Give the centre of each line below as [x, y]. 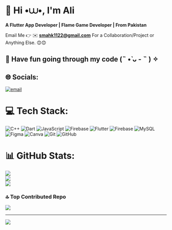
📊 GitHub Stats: [40, 156]
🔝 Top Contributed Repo [36, 197]
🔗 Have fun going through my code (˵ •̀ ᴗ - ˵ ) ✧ [82, 59]
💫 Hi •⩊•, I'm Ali [40, 11]
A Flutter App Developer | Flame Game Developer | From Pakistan [76, 25]
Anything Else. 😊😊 [26, 43]
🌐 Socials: [22, 77]
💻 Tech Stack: [37, 111]
